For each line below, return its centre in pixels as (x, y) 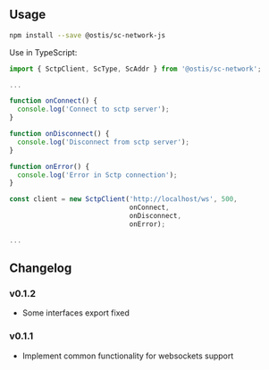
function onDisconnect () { (59, 134)
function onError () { (50, 166)
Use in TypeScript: (43, 52)
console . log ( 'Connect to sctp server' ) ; (93, 109)
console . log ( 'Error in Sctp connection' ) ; (97, 175)
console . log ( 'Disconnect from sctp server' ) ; (104, 142)
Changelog (41, 269)
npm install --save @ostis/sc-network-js (88, 35)
